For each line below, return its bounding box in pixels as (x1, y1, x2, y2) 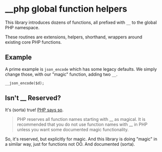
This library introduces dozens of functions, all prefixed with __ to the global (5, 19, 157, 25)
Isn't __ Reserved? (5, 94, 61, 102)
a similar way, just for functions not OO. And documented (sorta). (5, 141, 135, 147)
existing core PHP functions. (5, 39, 62, 45)
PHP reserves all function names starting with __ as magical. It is (16, 116, 146, 122)
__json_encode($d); (5, 81, 45, 85)
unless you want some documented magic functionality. (16, 126, 129, 132)
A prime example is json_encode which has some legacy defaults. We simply (5, 66, 157, 72)
